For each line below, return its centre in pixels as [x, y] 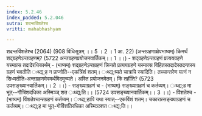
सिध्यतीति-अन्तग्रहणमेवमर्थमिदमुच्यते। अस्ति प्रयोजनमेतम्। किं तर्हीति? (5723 [80, 79]
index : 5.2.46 [24, 12]
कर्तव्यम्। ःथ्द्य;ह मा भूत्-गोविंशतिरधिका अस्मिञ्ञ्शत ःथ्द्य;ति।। [69, 106]
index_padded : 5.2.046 [35, 18]
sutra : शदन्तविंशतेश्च [27, 23]
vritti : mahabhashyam [34, 29]
